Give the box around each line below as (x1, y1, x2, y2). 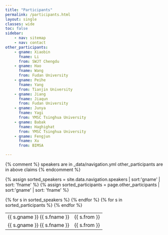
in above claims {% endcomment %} (5, 167, 81, 173)
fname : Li (18, 54, 39, 59)
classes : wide (5, 21, 35, 27)
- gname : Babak (14, 119, 46, 125)
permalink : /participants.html (5, 12, 71, 17)
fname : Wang (18, 68, 44, 73)
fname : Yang (18, 82, 44, 87)
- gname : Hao (14, 63, 42, 68)
